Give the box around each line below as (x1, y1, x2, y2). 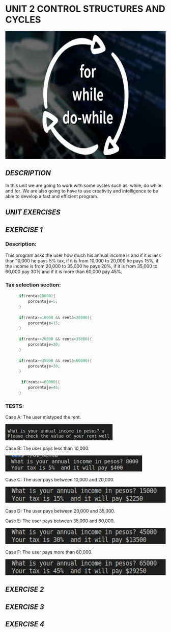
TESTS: (5, 402, 24, 409)
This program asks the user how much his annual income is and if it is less (5, 252, 161, 258)
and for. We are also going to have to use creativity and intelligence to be (5, 187, 159, 194)
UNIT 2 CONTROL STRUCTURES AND (5, 3, 165, 15)
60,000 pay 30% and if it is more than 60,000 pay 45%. (5, 269, 123, 275)
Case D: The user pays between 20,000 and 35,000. (5, 508, 116, 514)
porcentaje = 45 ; (27, 385, 60, 390)
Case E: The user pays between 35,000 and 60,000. (5, 518, 115, 524)
